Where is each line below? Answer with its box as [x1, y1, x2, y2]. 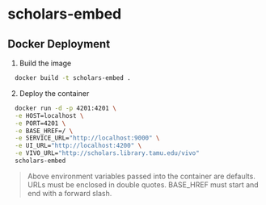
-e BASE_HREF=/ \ [15, 127, 74, 135]
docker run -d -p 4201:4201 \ [15, 104, 116, 112]
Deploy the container [19, 88, 90, 98]
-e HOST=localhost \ [15, 111, 84, 119]
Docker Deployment [7, 37, 111, 51]
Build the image [19, 58, 72, 68]
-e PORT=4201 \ [15, 119, 66, 128]
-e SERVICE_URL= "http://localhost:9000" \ [15, 134, 160, 142]
